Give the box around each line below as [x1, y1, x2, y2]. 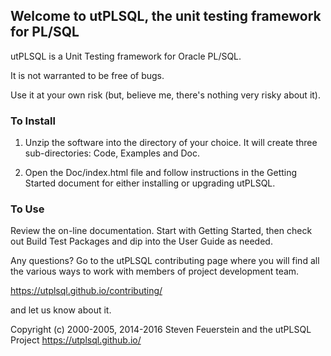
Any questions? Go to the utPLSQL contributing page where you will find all [10, 255, 320, 267]
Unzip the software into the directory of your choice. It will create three [24, 137, 318, 149]
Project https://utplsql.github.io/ [10, 334, 142, 346]
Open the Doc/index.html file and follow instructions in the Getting [24, 167, 298, 179]
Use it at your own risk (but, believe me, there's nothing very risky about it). [10, 89, 322, 101]
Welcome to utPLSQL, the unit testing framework [10, 8, 322, 25]
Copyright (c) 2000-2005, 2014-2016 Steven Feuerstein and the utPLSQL [10, 324, 312, 336]
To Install [10, 114, 56, 128]
